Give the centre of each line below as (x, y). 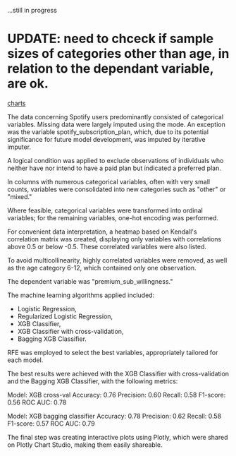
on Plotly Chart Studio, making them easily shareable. (85, 445)
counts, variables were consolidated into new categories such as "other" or (117, 189)
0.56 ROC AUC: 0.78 (37, 402)
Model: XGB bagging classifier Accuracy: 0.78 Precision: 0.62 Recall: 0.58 (114, 416)
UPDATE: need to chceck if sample (110, 39)
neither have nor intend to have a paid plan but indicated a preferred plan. (114, 168)
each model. (25, 360)
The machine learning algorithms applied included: (81, 295)
